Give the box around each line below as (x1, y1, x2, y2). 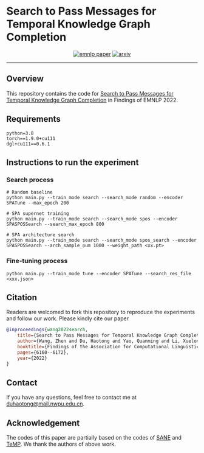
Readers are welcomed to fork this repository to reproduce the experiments (6, 309, 195, 316)
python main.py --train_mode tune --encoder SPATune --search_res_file (6, 270, 191, 276)
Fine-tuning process (6, 257, 68, 265)
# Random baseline (6, 189, 53, 195)
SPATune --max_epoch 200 (6, 200, 69, 206)
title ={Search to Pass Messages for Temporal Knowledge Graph (17, 332, 178, 339)
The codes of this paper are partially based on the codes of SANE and (6, 434, 182, 441)
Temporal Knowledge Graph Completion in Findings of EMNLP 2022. (6, 96, 178, 104)
